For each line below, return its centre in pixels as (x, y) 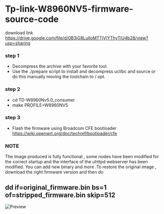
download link (19, 33)
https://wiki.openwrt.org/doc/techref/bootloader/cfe (64, 133)
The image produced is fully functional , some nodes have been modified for (82, 157)
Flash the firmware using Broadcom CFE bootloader (64, 128)
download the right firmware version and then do (54, 172)
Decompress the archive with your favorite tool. (60, 66)
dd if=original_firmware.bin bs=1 (56, 187)
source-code (32, 19)
